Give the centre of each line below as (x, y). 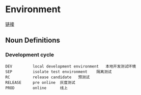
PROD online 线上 (36, 88)
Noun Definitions (33, 40)
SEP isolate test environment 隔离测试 (59, 72)
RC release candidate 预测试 (48, 77)
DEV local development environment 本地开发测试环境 (71, 66)
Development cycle (30, 55)
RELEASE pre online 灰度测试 (40, 82)
